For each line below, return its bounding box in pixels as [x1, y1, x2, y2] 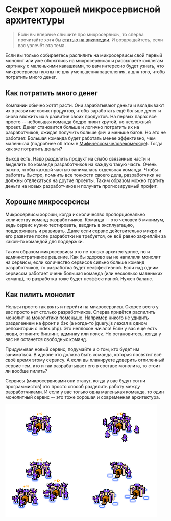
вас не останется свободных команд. [5, 336, 88, 343]
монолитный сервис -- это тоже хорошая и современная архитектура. [5, 394, 160, 400]
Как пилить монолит [5, 290, 75, 299]
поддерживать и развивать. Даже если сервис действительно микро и [5, 228, 162, 234]
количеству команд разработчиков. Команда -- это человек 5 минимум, [5, 216, 165, 223]
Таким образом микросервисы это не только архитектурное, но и [5, 248, 150, 254]
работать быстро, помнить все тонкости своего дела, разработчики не [5, 172, 161, 178]
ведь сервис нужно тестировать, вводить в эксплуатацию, [5, 222, 134, 228]
